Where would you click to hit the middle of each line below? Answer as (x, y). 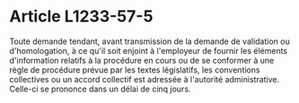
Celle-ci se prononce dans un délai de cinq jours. (100, 89)
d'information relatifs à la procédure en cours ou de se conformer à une (142, 60)
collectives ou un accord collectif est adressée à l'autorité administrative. (145, 79)
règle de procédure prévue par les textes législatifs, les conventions (135, 70)
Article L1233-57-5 (81, 17)
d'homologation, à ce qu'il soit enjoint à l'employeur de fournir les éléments (149, 50)
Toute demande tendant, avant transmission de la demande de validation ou (149, 41)
